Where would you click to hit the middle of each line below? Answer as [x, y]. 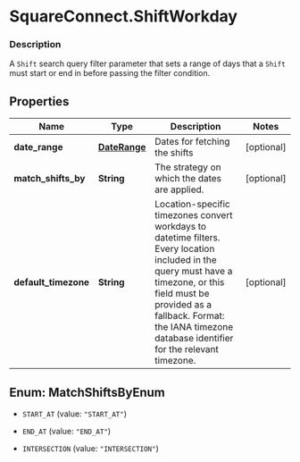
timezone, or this [190, 282]
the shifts [174, 153]
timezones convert [194, 215]
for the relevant [187, 349]
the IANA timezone [194, 327]
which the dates [188, 179]
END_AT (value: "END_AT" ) [67, 432]
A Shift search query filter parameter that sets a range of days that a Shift [147, 63]
